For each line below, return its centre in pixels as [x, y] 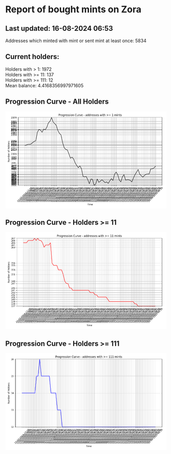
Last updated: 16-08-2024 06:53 [59, 28]
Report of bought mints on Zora [73, 9]
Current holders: [33, 57]
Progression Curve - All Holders [57, 102]
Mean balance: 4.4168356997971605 [45, 85]
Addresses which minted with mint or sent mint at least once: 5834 [76, 41]
